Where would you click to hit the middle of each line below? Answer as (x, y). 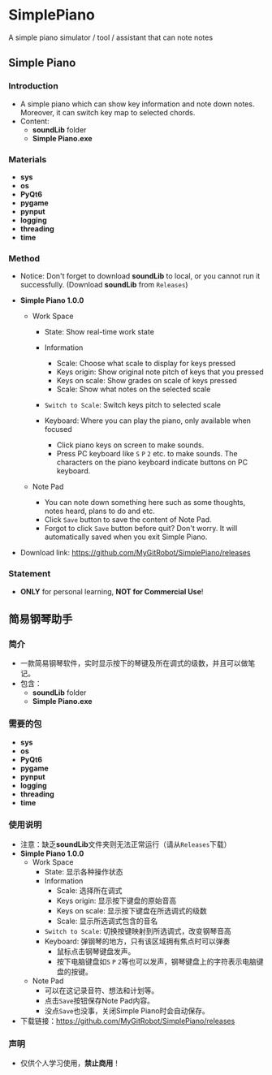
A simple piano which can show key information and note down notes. (137, 104)
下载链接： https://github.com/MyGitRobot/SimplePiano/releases (127, 1021)
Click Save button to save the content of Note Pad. (128, 520)
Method (24, 258)
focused (58, 430)
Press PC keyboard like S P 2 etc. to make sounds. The (147, 454)
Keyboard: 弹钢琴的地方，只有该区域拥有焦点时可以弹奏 (137, 941)
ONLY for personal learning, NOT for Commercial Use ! (112, 591)
